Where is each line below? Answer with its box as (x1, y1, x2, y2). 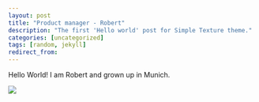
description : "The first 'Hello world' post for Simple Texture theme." (8, 26, 253, 34)
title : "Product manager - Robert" (8, 19, 126, 27)
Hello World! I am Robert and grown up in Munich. (8, 70, 171, 79)
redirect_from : (8, 48, 58, 56)
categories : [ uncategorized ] (8, 33, 104, 42)
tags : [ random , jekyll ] (8, 41, 87, 49)
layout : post (8, 11, 51, 20)
